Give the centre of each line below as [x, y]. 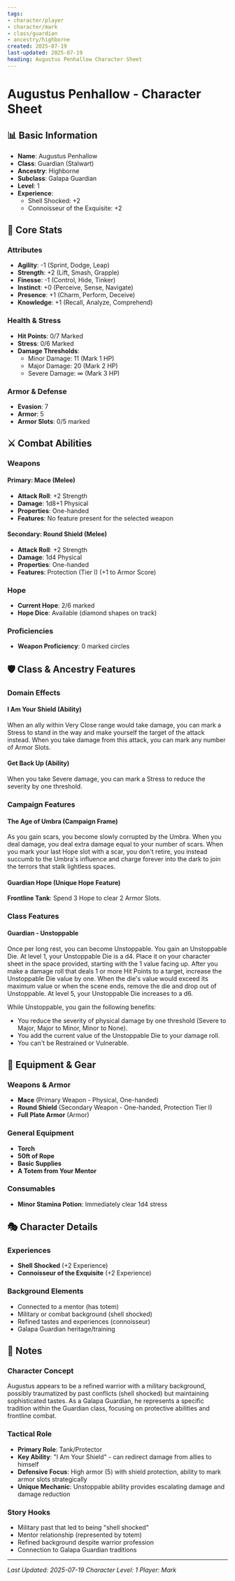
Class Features [33, 917]
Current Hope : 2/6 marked [56, 605]
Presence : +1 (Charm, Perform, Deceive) [76, 295]
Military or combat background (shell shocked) [85, 1314]
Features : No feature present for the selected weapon [95, 518]
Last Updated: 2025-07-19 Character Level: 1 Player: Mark [92, 1570]
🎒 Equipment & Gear [52, 1065]
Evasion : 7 [33, 406]
